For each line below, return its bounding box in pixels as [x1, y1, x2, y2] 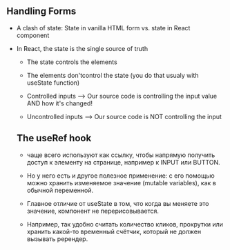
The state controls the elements [26, 58, 118, 66]
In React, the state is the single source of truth [16, 44, 148, 52]
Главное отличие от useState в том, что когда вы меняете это [26, 199, 209, 207]
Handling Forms [6, 6, 77, 17]
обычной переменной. [26, 186, 94, 194]
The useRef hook [16, 132, 92, 144]
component [16, 31, 50, 39]
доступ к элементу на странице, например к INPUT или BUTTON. [26, 158, 220, 166]
